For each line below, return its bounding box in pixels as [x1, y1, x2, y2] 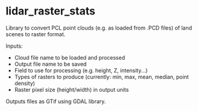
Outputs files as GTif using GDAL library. [5, 98, 106, 105]
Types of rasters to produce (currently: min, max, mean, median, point [14, 73, 189, 80]
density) [14, 80, 36, 87]
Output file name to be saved [14, 60, 87, 68]
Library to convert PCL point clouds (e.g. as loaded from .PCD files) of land [5, 24, 193, 31]
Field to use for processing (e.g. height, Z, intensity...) [14, 66, 148, 74]
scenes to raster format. [5, 30, 66, 37]
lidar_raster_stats [5, 4, 96, 18]
